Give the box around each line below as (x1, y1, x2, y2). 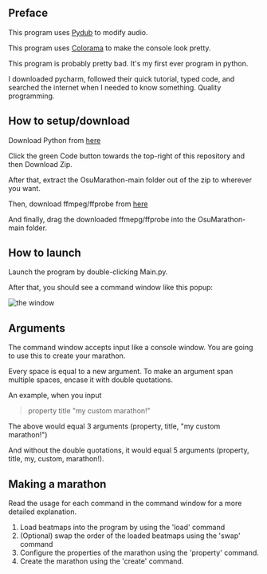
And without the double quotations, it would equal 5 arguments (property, (8, 445, 249, 455)
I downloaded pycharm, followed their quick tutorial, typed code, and (8, 74, 235, 83)
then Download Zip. (8, 159, 73, 169)
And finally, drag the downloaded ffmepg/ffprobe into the (8, 214, 197, 224)
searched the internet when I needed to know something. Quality (8, 82, 222, 92)
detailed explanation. (8, 507, 77, 516)
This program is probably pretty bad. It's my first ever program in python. (8, 58, 249, 68)
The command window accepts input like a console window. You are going (8, 343, 253, 353)
